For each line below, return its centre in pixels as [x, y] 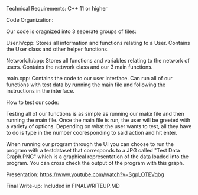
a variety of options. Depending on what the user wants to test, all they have [99, 126]
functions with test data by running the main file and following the [86, 84]
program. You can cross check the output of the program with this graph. [95, 163]
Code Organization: [30, 20]
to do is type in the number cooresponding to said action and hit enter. [92, 133]
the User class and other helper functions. [57, 49]
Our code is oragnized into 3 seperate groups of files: [72, 31]
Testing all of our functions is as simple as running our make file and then [95, 114]
